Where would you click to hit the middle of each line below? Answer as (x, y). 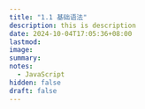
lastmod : (25, 42)
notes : (21, 67)
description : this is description (73, 25)
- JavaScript (41, 75)
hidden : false (35, 83)
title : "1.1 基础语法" (48, 17)
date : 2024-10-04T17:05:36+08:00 (71, 33)
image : (21, 50)
